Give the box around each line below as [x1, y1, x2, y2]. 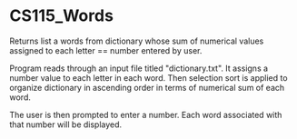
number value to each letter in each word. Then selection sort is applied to [9, 72, 288, 83]
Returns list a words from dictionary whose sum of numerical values [9, 35, 264, 46]
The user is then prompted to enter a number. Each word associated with [9, 109, 282, 120]
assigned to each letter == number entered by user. [9, 45, 203, 55]
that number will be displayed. [9, 119, 123, 130]
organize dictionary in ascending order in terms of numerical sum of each [9, 82, 285, 93]
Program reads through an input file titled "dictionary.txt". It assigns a [9, 63, 269, 74]
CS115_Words [9, 5, 114, 26]
